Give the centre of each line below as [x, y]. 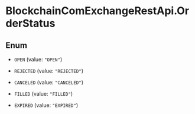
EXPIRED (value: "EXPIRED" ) [46, 105]
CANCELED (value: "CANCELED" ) [49, 82]
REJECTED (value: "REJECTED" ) [49, 71]
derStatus [30, 23]
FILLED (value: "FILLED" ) [43, 94]
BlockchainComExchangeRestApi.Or [97, 11]
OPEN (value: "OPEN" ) [38, 59]
